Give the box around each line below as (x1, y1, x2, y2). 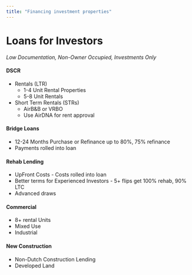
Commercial (6, 203, 37, 210)
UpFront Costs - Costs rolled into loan (14, 171, 107, 178)
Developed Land (14, 262, 55, 269)
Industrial (14, 229, 38, 236)
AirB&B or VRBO (23, 105, 63, 112)
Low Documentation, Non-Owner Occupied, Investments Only (6, 54, 157, 61)
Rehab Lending (6, 158, 44, 165)
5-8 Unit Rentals (23, 93, 64, 100)
